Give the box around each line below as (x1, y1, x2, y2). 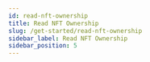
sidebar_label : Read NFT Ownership (8, 34, 128, 43)
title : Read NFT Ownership (8, 19, 99, 27)
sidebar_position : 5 (8, 42, 78, 50)
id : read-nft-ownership (8, 11, 89, 20)
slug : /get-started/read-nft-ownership (8, 27, 143, 35)
